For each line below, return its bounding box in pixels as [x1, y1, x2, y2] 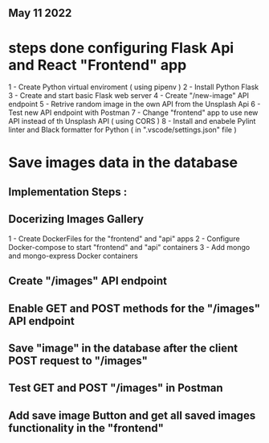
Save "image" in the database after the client [8, 341, 238, 355]
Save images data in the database [8, 153, 238, 171]
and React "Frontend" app [8, 55, 187, 74]
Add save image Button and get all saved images [8, 408, 256, 422]
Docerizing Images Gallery [8, 212, 145, 226]
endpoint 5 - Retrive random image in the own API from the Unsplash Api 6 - [8, 100, 261, 109]
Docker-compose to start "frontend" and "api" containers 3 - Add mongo [8, 242, 251, 252]
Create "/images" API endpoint [8, 274, 167, 288]
